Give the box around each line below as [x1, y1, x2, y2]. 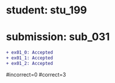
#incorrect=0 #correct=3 [6, 71, 66, 78]
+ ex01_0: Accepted [6, 50, 53, 56]
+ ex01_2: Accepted [6, 60, 53, 66]
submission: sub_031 [6, 30, 110, 44]
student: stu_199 [6, 4, 87, 17]
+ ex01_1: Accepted [6, 55, 53, 61]
